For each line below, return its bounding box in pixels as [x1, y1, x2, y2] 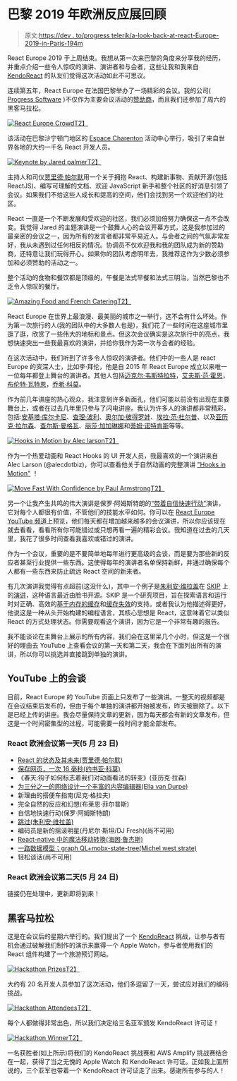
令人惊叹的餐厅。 [13, 282, 63, 290]
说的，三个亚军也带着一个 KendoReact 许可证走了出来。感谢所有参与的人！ [7, 1066, 226, 1075]
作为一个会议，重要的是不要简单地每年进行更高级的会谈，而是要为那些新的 [7, 549, 224, 557]
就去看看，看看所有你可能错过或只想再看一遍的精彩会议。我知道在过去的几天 [7, 525, 230, 533]
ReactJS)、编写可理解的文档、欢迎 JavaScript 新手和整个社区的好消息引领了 [7, 181, 229, 190]
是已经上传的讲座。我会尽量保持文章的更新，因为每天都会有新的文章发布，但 [7, 710, 230, 718]
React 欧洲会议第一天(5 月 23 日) [7, 738, 119, 748]
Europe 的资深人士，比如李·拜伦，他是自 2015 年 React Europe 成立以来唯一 [7, 362, 228, 370]
